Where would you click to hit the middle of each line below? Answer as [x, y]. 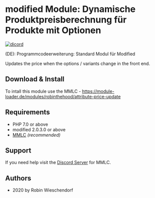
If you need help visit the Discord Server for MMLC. [58, 163]
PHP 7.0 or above [30, 124]
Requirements [27, 112]
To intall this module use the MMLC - [43, 91]
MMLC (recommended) [36, 135]
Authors [18, 178]
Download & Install [35, 79]
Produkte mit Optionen [53, 30]
